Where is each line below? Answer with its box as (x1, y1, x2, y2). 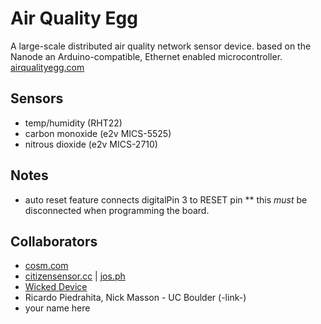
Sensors (10, 90, 64, 107)
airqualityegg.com (10, 61, 85, 73)
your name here (24, 302, 91, 314)
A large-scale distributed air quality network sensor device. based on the (10, 40, 312, 52)
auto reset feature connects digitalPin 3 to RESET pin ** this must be (24, 193, 308, 206)
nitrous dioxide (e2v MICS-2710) (24, 138, 158, 150)
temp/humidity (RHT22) (24, 117, 123, 129)
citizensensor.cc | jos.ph (24, 270, 126, 282)
